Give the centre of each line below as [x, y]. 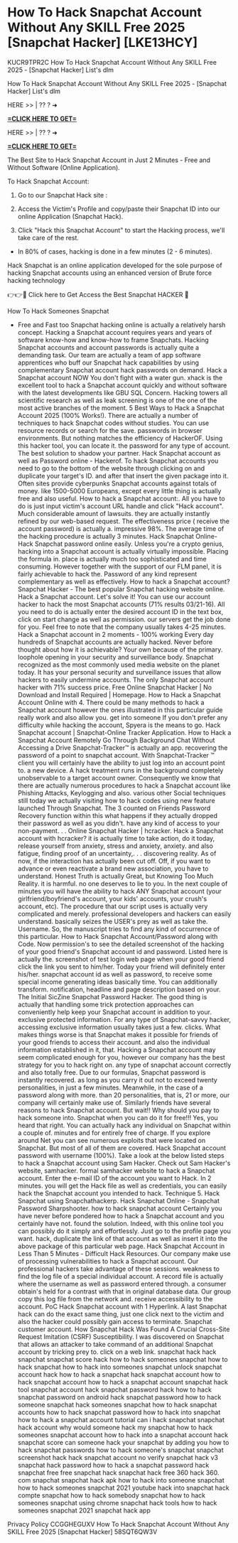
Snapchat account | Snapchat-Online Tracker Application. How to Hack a [124, 732]
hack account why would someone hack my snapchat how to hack [115, 1427]
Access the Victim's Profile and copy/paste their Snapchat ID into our [119, 209]
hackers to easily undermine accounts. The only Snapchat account [115, 679]
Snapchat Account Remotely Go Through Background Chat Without [116, 740]
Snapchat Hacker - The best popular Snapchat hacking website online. [121, 589]
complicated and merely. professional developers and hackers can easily [124, 913]
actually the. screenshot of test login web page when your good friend [121, 959]
